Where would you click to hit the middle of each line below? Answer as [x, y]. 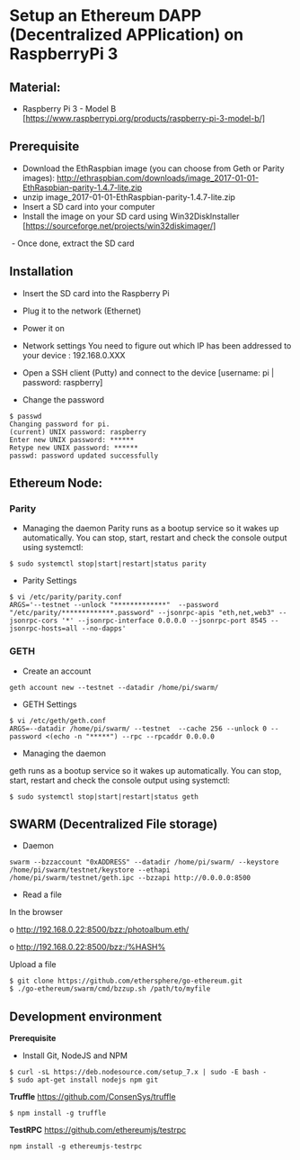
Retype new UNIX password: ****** [74, 448]
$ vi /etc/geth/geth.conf [57, 720]
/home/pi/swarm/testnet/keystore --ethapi [90, 870]
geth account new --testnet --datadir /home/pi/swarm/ [114, 687]
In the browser [36, 912]
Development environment [86, 1016]
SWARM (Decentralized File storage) [114, 824]
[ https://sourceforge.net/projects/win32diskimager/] [119, 225]
